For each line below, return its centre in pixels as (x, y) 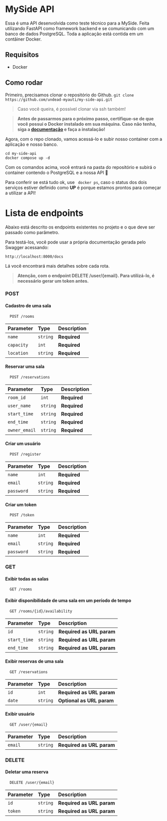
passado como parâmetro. (32, 232)
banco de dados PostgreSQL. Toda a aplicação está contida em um (74, 34)
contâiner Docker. (23, 39)
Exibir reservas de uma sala (34, 661)
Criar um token (21, 504)
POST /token (22, 515)
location (18, 353)
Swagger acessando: (27, 247)
